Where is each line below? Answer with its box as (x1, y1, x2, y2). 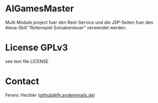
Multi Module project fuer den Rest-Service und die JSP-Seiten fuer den (5, 19, 154, 25)
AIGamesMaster (5, 3, 74, 14)
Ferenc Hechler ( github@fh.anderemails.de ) (5, 92, 96, 98)
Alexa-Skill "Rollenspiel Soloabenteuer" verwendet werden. (5, 24, 127, 30)
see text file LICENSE (5, 58, 49, 64)
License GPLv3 (5, 42, 68, 53)
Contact (5, 76, 39, 87)
